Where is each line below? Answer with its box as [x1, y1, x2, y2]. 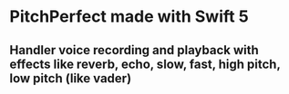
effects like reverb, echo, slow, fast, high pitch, [9, 56, 281, 71]
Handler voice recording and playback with [9, 42, 260, 58]
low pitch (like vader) [9, 70, 132, 86]
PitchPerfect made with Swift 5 [9, 6, 249, 27]
